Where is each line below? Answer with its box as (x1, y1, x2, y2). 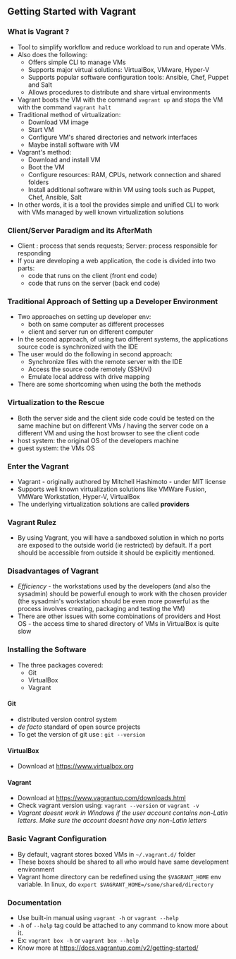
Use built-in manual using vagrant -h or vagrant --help (17, 913, 179, 922)
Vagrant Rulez (7, 517, 57, 527)
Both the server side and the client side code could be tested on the (17, 414, 215, 422)
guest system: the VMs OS (17, 444, 95, 452)
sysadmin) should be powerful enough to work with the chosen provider (17, 589, 228, 598)
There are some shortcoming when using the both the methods (17, 380, 201, 389)
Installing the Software (7, 645, 87, 655)
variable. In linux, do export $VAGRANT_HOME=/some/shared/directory (17, 880, 213, 888)
